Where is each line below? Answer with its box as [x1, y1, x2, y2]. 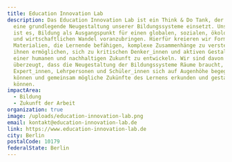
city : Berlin [7, 132, 45, 139]
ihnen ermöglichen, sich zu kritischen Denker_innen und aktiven [13, 49, 206, 56]
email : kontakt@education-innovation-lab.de [7, 119, 137, 126]
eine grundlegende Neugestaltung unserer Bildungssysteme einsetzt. [13, 23, 215, 30]
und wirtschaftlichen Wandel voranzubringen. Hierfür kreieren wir [13, 36, 212, 43]
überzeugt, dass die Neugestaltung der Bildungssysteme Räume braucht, [13, 61, 224, 68]
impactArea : [7, 87, 41, 94]
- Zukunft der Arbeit [13, 100, 76, 107]
